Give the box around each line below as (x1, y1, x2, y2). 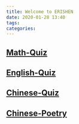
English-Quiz (6, 68, 56, 78)
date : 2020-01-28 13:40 (6, 14, 66, 20)
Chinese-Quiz (6, 88, 60, 98)
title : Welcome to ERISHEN (6, 8, 74, 15)
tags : (6, 20, 20, 26)
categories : (6, 25, 36, 32)
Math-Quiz (6, 47, 48, 57)
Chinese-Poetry (6, 108, 68, 118)
